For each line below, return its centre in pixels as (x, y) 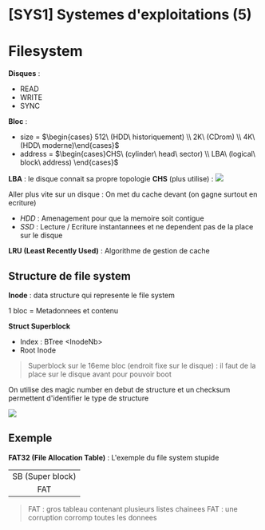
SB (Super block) (44, 476)
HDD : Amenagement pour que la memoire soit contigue (112, 218)
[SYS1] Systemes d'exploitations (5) (130, 15)
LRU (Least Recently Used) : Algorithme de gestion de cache (109, 251)
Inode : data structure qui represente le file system (92, 295)
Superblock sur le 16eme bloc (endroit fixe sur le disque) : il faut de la (142, 365)
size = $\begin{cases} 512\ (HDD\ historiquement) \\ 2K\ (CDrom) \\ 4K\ (137, 137)
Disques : (24, 74)
